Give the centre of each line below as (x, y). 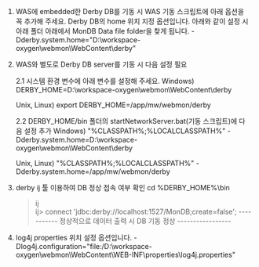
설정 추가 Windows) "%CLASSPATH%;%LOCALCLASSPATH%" (125, 131)
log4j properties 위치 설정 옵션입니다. (74, 238)
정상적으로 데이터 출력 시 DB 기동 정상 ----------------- (145, 221)
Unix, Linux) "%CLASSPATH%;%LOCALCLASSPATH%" (105, 163)
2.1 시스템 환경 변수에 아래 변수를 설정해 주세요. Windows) (105, 81)
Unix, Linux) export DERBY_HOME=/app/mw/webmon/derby (113, 105)
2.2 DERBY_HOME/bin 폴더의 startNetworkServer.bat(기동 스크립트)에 (126, 121)
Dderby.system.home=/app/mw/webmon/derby (93, 171)
